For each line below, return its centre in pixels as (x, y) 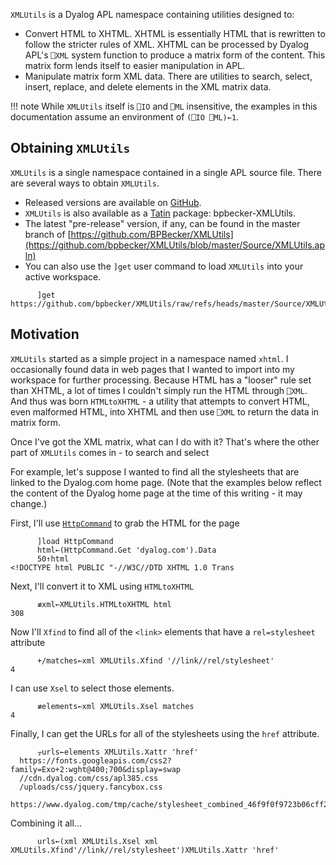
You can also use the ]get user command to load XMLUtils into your (164, 266)
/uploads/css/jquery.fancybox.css (91, 787)
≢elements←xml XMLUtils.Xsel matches (115, 706)
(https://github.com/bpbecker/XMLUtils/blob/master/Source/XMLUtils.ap (175, 245)
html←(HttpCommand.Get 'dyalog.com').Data (126, 550)
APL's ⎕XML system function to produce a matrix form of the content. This (175, 55)
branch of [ (48, 234)
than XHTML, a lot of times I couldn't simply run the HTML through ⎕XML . (159, 390)
